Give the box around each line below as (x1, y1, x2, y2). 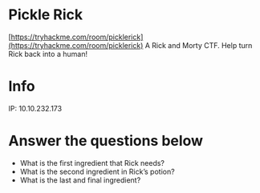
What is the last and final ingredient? (19, 175, 141, 185)
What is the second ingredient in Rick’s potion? (19, 167, 175, 176)
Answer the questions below (8, 132, 203, 150)
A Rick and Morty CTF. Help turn (144, 40, 253, 50)
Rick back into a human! (8, 49, 88, 58)
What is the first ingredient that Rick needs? (19, 158, 165, 167)
